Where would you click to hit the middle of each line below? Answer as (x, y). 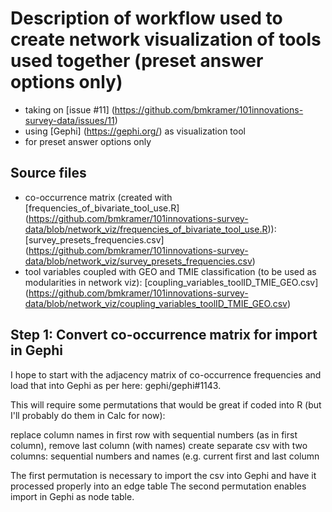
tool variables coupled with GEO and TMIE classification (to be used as (170, 271)
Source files (48, 173)
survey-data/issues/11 (69, 120)
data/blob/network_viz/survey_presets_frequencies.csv (138, 261)
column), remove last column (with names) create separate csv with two (159, 445)
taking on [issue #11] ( (69, 109)
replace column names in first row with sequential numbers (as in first (154, 434)
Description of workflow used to (146, 18)
